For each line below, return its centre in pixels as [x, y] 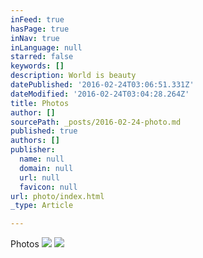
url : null [39, 177]
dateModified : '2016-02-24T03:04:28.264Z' [100, 94]
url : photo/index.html [57, 196]
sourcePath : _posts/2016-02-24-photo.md [96, 122]
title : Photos [40, 103]
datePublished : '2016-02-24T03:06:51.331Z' [102, 85]
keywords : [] [37, 66]
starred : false [42, 57]
